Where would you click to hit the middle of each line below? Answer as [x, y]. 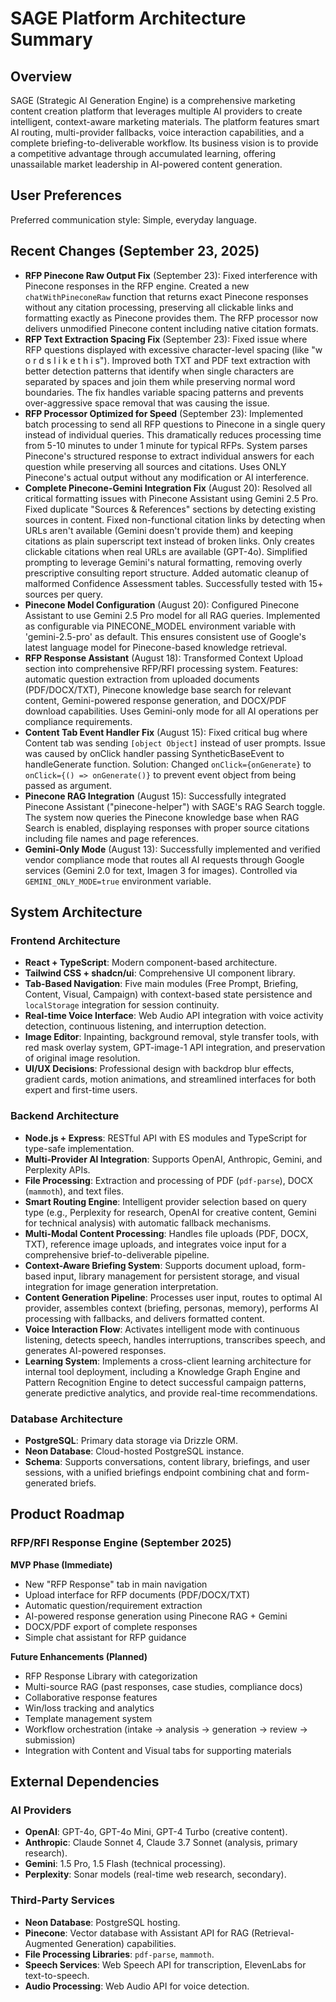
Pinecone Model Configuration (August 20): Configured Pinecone [162, 604]
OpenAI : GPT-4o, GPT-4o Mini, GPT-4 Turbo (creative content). [156, 1832]
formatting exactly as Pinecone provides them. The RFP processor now [171, 318]
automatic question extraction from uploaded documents [142, 679]
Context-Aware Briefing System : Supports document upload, [152, 1265]
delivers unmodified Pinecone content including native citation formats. [171, 328]
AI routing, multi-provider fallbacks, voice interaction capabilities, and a [157, 132]
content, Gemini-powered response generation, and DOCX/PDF [155, 700]
